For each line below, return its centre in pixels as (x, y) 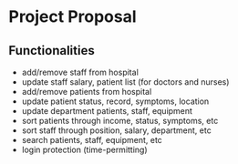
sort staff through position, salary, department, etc (116, 130)
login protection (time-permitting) (84, 149)
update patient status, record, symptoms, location (115, 101)
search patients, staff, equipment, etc (92, 140)
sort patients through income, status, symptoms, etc (120, 121)
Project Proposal (73, 17)
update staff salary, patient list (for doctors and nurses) (125, 82)
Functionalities (52, 51)
